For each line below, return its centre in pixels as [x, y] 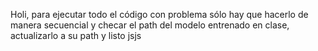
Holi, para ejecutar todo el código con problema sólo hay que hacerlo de [159, 14]
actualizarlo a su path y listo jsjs [76, 35]
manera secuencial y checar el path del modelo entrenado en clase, [150, 25]
